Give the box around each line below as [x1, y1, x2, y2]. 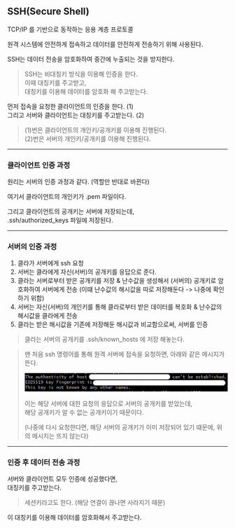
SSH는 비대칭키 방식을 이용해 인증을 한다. [24, 69, 138, 78]
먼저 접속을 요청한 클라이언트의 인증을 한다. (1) [7, 102, 134, 111]
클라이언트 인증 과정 [7, 160, 71, 170]
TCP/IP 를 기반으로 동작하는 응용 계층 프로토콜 [7, 25, 134, 34]
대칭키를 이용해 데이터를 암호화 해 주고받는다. [24, 87, 148, 95]
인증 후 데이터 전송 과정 [7, 457, 80, 467]
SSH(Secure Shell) [7, 6, 90, 18]
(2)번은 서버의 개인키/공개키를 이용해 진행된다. [24, 134, 152, 143]
